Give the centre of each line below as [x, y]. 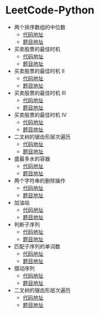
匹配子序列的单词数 [37, 246]
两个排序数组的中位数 [39, 27]
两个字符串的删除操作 [39, 180]
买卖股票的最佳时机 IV [40, 115]
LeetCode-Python [50, 10]
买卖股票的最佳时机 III [40, 93]
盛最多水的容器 [32, 158]
